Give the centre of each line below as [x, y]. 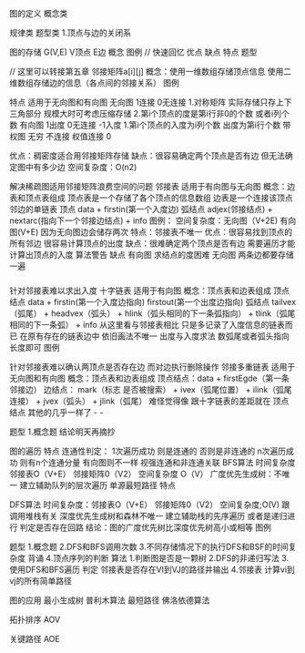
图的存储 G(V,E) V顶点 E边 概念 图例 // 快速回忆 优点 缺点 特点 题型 [133, 52]
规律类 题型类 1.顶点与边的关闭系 [71, 33]
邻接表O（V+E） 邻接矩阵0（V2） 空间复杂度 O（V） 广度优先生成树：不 [146, 474]
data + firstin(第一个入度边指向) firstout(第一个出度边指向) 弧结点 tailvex [162, 301]
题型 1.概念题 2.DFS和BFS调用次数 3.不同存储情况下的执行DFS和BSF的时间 [149, 546]
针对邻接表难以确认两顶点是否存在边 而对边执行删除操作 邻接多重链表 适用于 [152, 366]
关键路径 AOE [35, 638]
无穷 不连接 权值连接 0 [69, 136]
